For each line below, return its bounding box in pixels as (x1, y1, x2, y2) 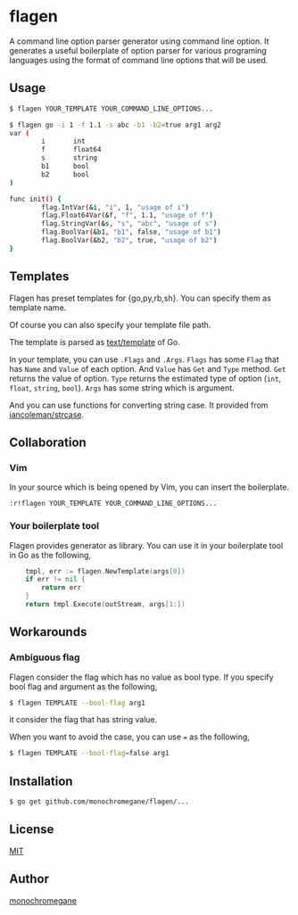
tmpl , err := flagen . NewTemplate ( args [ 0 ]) (25, 566, 186, 576)
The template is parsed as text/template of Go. (9, 336, 180, 347)
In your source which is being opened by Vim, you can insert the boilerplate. (9, 482, 290, 492)
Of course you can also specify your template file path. (9, 319, 211, 330)
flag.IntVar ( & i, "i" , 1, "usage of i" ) (41, 202, 190, 211)
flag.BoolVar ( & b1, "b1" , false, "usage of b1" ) (41, 227, 221, 237)
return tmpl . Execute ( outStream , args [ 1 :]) (25, 600, 186, 609)
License (9, 822, 54, 837)
